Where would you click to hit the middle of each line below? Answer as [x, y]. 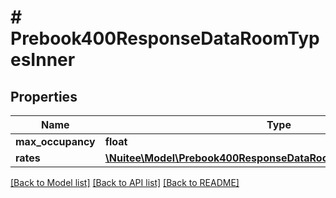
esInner [43, 60]
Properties [44, 96]
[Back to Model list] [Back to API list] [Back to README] [125, 182]
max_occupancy [55, 141]
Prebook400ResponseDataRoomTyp [165, 38]
